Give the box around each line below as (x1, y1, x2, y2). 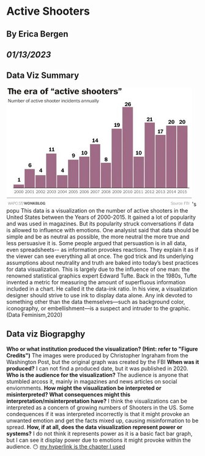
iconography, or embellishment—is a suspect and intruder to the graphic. (6, 305, 191, 312)
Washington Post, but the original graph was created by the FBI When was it (6, 358, 199, 365)
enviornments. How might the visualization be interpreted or (6, 384, 162, 392)
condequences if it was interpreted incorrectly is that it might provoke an (6, 410, 190, 417)
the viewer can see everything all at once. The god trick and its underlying (6, 253, 194, 260)
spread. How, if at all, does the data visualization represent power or (6, 423, 182, 430)
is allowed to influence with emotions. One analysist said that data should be (6, 226, 199, 234)
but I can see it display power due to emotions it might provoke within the (6, 436, 191, 444)
